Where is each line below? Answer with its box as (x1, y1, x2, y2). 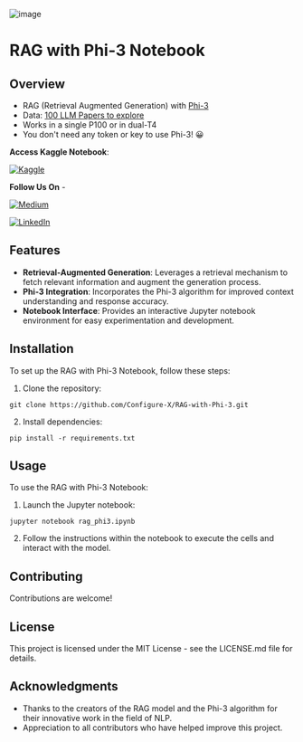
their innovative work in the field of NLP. (22, 712, 173, 723)
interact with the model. (22, 543, 111, 554)
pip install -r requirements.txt (9, 433, 136, 442)
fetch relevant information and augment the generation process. (22, 276, 261, 287)
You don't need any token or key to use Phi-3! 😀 (22, 129, 204, 139)
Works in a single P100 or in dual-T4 (22, 119, 157, 130)
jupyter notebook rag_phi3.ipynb (9, 517, 136, 527)
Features (9, 243, 61, 258)
